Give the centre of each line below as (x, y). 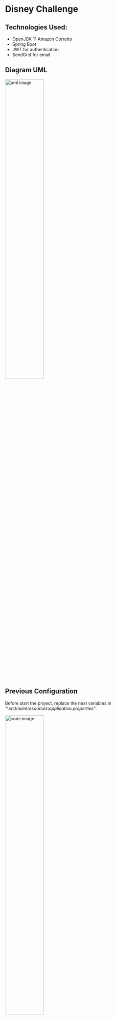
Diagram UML (26, 70)
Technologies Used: (36, 27)
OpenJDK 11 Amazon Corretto (42, 39)
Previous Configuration (41, 691)
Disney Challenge (42, 9)
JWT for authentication (35, 49)
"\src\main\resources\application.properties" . (51, 708)
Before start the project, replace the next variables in (58, 703)
